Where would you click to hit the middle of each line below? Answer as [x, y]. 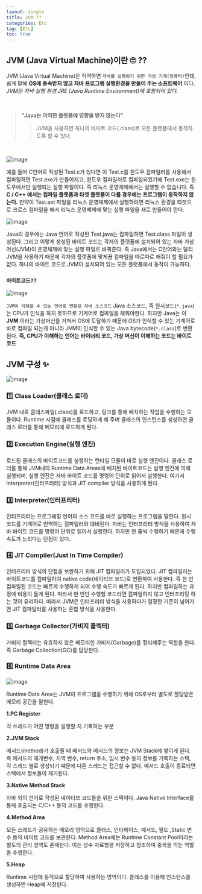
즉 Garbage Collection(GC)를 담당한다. [53, 650]
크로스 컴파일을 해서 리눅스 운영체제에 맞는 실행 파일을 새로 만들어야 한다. [99, 209]
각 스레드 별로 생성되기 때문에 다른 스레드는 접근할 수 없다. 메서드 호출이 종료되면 [101, 766]
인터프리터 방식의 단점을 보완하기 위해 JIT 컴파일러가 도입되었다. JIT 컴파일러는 [99, 571]
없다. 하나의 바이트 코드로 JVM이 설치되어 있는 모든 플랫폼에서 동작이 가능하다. [99, 264]
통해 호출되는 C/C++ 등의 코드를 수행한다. [55, 805]
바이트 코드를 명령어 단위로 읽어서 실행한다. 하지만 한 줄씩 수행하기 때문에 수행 [104, 531]
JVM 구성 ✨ [28, 364]
